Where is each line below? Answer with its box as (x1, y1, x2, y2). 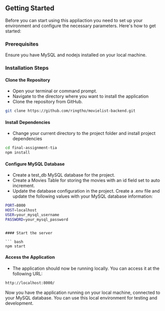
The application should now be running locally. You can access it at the (12, 265, 159, 271)
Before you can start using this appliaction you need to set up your (5, 17, 143, 23)
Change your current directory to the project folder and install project (12, 130, 156, 136)
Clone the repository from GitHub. (12, 99, 83, 105)
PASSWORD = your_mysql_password (5, 217, 69, 222)
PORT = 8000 (5, 203, 26, 208)
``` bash (5, 239, 24, 244)
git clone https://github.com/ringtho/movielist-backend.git (5, 108, 136, 113)
